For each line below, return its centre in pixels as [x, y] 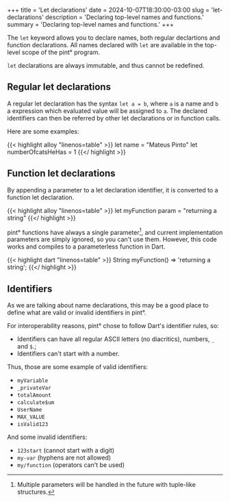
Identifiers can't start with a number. [68, 354]
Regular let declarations [59, 87]
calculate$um [36, 403]
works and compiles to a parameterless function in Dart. [86, 247]
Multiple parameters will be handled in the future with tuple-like [106, 485]
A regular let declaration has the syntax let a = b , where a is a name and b [113, 103]
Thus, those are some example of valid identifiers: [78, 367]
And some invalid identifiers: [47, 437]
